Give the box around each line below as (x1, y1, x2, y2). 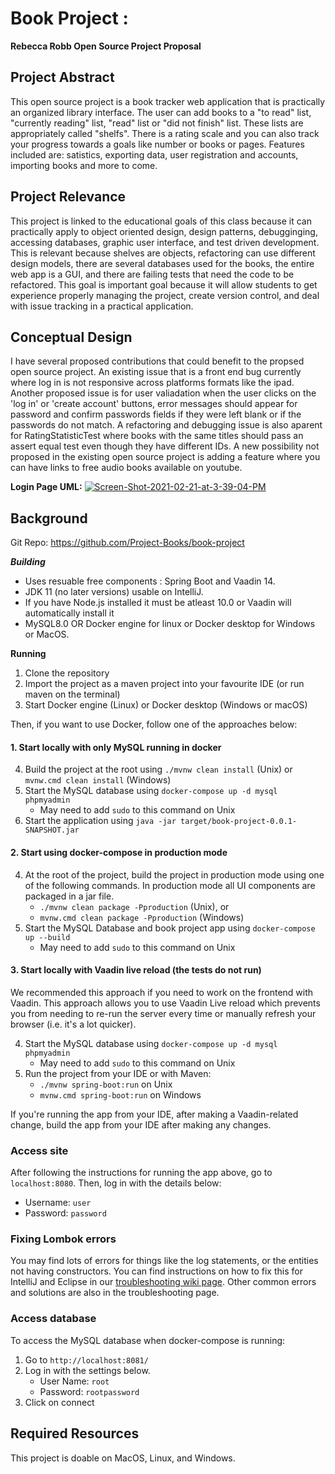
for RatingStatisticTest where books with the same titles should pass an (10, 430, 304, 442)
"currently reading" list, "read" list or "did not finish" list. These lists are (10, 117, 304, 129)
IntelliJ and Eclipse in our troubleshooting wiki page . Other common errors (10, 1276, 317, 1288)
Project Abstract (10, 69, 115, 86)
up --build (24, 932, 71, 942)
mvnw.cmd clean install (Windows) (24, 774, 172, 786)
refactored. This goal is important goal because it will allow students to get (10, 278, 318, 291)
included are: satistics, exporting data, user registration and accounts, (10, 148, 299, 161)
